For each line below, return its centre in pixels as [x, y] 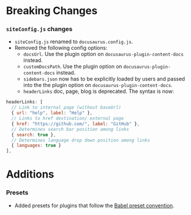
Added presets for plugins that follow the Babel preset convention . [94, 205]
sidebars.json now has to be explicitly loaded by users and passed [104, 79]
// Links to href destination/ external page [68, 119]
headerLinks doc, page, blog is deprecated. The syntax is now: [98, 91]
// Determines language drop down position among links [81, 140]
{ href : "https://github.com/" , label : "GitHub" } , [76, 124]
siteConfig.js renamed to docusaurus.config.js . [74, 41]
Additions [30, 174]
